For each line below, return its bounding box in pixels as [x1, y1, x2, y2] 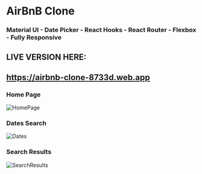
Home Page [6, 90, 41, 99]
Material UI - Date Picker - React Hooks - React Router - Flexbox [6, 26, 197, 34]
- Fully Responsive [6, 33, 62, 42]
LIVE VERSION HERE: [6, 52, 87, 62]
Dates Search [6, 119, 47, 128]
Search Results [6, 148, 52, 156]
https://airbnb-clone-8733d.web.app [6, 72, 150, 82]
